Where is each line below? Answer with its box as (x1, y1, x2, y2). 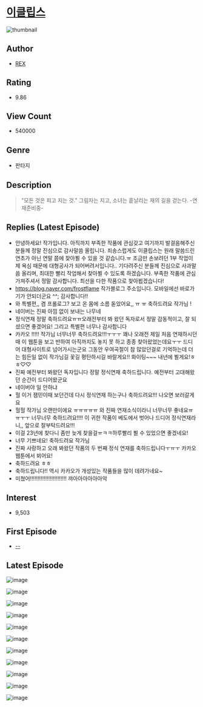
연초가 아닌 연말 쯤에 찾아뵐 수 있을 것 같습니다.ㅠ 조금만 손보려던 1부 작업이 (15, 254, 193, 261)
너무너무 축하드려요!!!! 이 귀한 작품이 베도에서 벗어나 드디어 (31, 414, 171, 421)
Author (6, 44, 33, 54)
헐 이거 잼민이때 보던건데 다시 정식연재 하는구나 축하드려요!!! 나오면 (15, 391, 174, 398)
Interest (6, 493, 36, 503)
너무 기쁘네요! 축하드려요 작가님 (15, 436, 90, 444)
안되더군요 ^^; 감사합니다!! (26, 292, 88, 300)
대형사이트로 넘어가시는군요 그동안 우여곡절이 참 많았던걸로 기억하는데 (21, 345, 187, 353)
